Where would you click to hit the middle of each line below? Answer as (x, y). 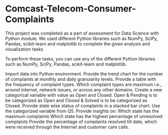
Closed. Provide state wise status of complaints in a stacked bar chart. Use (83, 105)
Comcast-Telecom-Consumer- (71, 9)
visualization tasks (24, 49)
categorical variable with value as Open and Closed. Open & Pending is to (81, 95)
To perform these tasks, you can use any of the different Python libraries (80, 58)
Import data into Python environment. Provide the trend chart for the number (84, 73)
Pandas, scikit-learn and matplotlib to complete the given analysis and (78, 43)
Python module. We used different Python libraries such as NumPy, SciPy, (81, 38)
